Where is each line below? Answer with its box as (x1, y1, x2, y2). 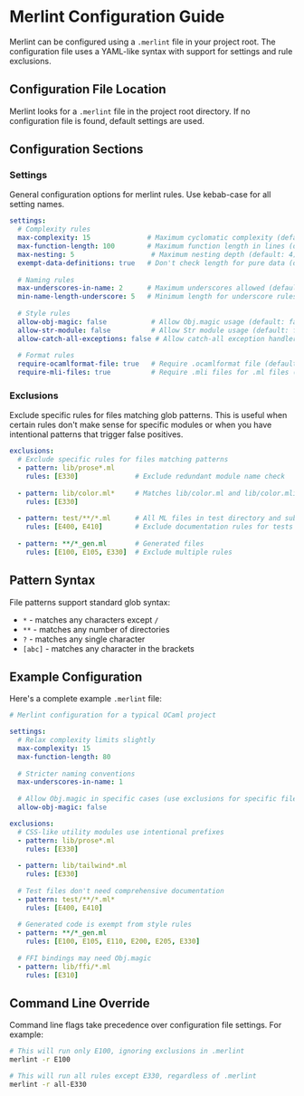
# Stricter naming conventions (17, 769, 136, 778)
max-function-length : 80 (17, 752, 111, 761)
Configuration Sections (9, 142, 144, 157)
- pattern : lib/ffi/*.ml (17, 962, 111, 971)
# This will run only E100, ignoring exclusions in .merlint (9, 1047, 245, 1056)
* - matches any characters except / (22, 614, 159, 625)
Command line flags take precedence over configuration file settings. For (9, 1020, 282, 1031)
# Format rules (17, 351, 75, 360)
